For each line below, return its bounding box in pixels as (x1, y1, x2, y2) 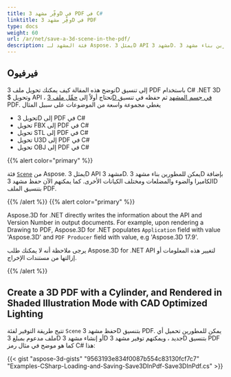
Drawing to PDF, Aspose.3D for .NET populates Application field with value (7, 225, 221, 234)
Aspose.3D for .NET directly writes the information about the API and (7, 211, 203, 219)
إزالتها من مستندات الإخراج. (7, 253, 77, 261)
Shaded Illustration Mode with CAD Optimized (7, 297, 208, 310)
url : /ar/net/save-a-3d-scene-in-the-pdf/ (7, 36, 131, 43)
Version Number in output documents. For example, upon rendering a (7, 218, 204, 226)
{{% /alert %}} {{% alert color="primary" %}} (7, 197, 135, 206)
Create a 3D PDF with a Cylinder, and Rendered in (7, 287, 222, 299)
